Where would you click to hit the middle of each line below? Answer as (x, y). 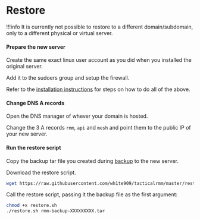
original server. (24, 67)
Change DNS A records (35, 103)
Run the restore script (34, 147)
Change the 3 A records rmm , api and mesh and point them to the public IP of (99, 128)
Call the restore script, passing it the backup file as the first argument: (92, 194)
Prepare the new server (36, 47)
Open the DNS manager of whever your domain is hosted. (77, 116)
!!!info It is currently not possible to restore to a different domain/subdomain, (100, 27)
